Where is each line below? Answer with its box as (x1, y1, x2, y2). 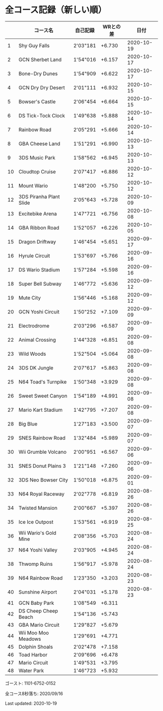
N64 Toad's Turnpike (18, 378, 67, 385)
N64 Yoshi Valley (18, 546, 58, 553)
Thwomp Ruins (18, 560, 53, 567)
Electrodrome (18, 322, 49, 329)
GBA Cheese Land (18, 140, 61, 147)
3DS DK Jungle (18, 364, 53, 371)
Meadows (18, 635, 41, 642)
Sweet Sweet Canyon (18, 392, 67, 399)
